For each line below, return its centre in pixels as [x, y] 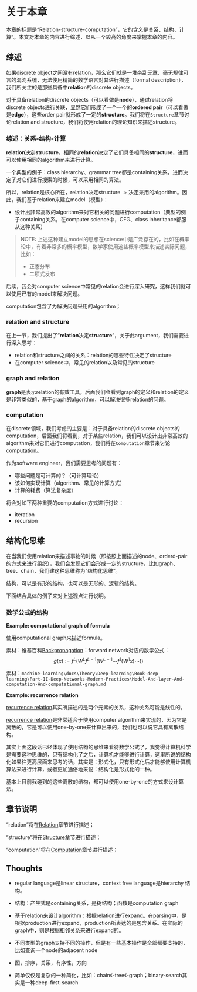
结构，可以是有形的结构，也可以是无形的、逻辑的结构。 [73, 583]
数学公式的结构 [27, 612]
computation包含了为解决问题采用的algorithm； [64, 306]
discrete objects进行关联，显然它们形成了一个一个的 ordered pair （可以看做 [97, 107]
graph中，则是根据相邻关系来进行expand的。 [69, 930]
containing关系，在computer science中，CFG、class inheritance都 [101, 220]
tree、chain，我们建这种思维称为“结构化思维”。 [64, 570]
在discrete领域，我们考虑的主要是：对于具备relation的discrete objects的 [93, 428]
